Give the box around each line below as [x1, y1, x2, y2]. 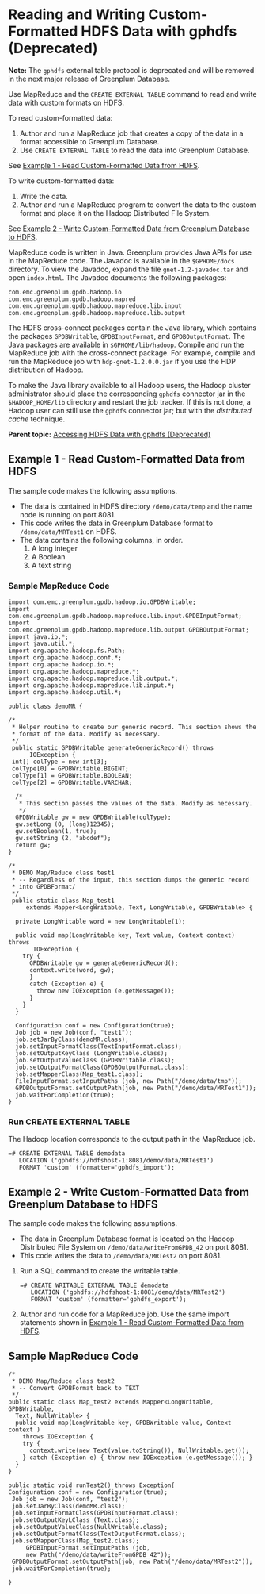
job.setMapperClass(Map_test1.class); [15, 1070, 144, 1078]
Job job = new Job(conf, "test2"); [11, 1495, 129, 1503]
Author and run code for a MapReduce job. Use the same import [19, 1309, 229, 1319]
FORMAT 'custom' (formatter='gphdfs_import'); [18, 1164, 176, 1172]
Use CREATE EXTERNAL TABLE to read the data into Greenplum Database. [19, 145, 250, 155]
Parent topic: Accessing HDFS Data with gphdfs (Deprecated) [8, 429, 211, 439]
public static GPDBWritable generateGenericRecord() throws [11, 744, 214, 752]
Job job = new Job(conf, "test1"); [15, 1029, 133, 1037]
